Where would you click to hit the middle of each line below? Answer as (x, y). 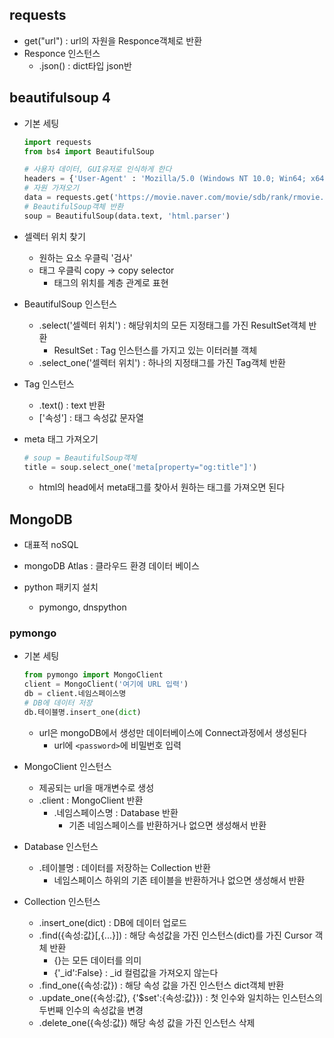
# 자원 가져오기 (51, 188)
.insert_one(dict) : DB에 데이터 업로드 (112, 922)
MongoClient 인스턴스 (67, 766)
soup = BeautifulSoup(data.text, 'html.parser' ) (127, 216)
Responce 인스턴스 (62, 53)
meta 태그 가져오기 (61, 439)
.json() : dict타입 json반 (85, 65)
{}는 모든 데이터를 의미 (97, 960)
